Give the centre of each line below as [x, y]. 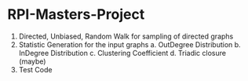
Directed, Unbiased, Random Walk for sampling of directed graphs [126, 36]
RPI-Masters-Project [76, 15]
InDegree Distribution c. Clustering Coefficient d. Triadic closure [122, 53]
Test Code [35, 69]
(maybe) [32, 61]
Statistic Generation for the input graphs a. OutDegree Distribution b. [129, 44]
